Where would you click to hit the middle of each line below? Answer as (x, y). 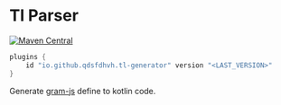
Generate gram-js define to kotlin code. (83, 91)
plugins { (28, 57)
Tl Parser (44, 16)
